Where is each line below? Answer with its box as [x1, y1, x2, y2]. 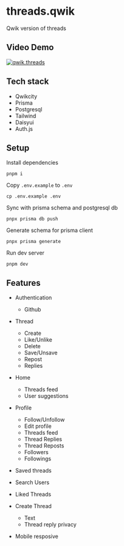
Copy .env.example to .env [6, 182, 73, 189]
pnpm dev [6, 261, 29, 267]
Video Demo [6, 42, 54, 53]
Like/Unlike [24, 336, 53, 343]
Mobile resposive [15, 533, 59, 540]
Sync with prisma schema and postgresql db [6, 204, 119, 212]
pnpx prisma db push [6, 216, 59, 222]
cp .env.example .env [6, 193, 61, 200]
